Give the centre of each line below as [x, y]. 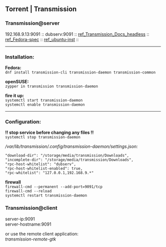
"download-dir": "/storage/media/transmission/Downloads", [67, 156]
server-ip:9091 [20, 219]
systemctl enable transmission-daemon [45, 105]
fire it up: [15, 95]
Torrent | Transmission [41, 9]
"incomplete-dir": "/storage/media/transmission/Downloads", [69, 160]
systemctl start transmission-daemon [44, 100]
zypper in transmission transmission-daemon [52, 86]
